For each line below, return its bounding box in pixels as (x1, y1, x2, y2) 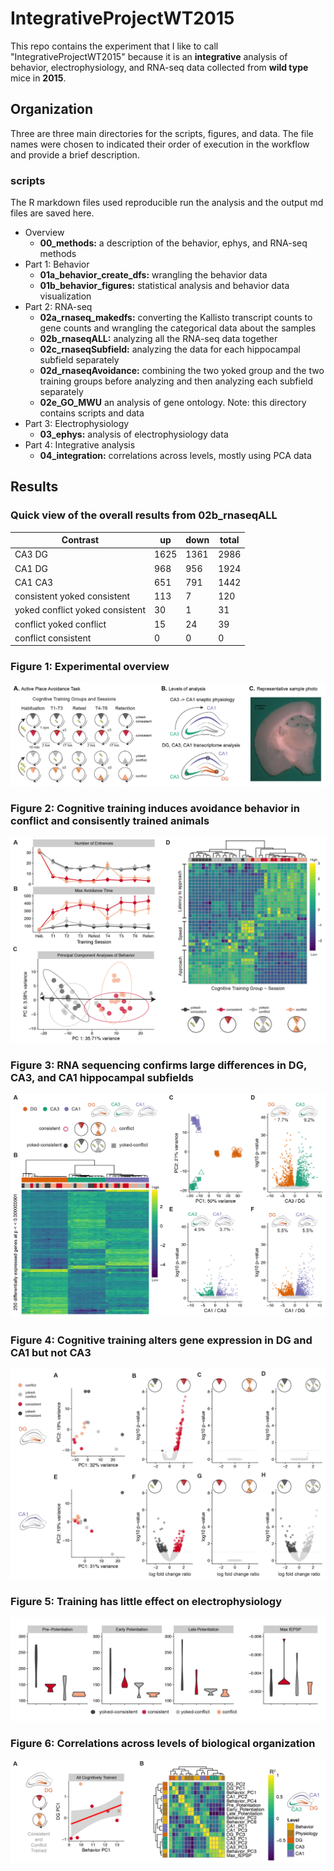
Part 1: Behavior (24, 258, 90, 271)
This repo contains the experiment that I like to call (10, 40, 219, 52)
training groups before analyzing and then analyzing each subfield (39, 375, 314, 387)
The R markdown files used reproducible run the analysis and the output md (10, 197, 324, 209)
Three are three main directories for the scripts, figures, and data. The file (10, 127, 314, 139)
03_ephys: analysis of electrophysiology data (39, 428, 229, 441)
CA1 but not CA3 (10, 1345, 92, 1359)
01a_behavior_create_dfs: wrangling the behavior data (39, 269, 268, 281)
